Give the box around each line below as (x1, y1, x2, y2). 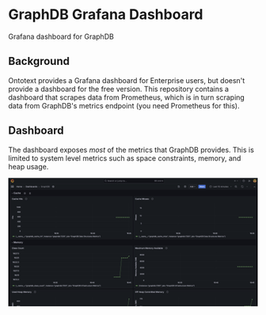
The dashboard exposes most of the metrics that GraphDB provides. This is (8, 145, 255, 154)
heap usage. (8, 161, 49, 171)
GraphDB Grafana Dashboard (8, 6, 203, 24)
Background (8, 55, 70, 68)
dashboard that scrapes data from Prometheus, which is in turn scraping (8, 93, 245, 102)
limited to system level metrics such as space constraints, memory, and (8, 153, 241, 163)
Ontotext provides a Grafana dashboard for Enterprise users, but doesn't (8, 75, 245, 85)
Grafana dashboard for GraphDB (8, 32, 115, 41)
